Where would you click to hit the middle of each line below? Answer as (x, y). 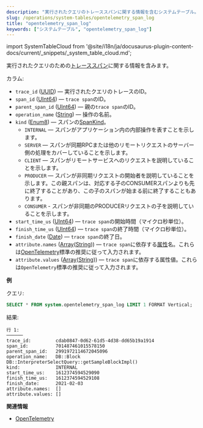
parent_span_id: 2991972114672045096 (57, 352)
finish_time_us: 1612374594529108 (53, 378)
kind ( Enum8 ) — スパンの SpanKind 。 (62, 122)
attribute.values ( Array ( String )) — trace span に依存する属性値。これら (106, 260)
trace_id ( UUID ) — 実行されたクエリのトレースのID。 (82, 92)
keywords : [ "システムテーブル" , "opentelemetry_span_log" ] (79, 29)
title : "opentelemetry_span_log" (49, 23)
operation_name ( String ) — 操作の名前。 (65, 114)
